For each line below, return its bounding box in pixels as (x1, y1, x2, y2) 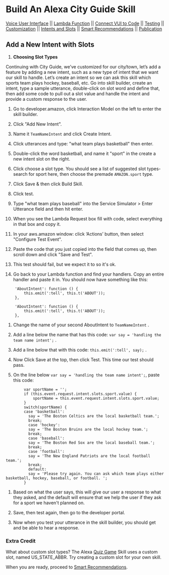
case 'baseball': (28, 436, 65, 441)
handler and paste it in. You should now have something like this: (13, 276, 148, 282)
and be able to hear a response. (13, 524, 80, 530)
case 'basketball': (24, 409, 65, 414)
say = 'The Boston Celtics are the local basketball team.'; (28, 413, 159, 418)
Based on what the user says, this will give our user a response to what (13, 489, 161, 495)
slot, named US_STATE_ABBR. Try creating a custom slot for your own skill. (6, 554, 162, 560)
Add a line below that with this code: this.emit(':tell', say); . (13, 347, 147, 353)
